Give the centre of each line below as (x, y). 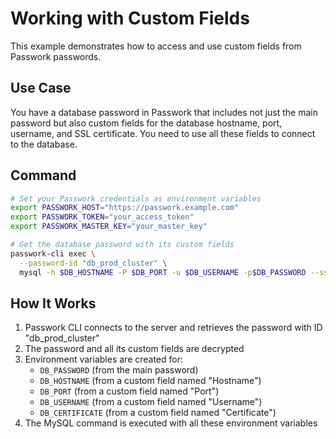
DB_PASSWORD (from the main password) (119, 370)
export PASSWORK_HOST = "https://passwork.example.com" (125, 208)
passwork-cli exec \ (53, 253)
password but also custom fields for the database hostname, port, (146, 123)
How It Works (53, 303)
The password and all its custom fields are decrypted (134, 349)
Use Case (41, 88)
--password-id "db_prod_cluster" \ (93, 263)
